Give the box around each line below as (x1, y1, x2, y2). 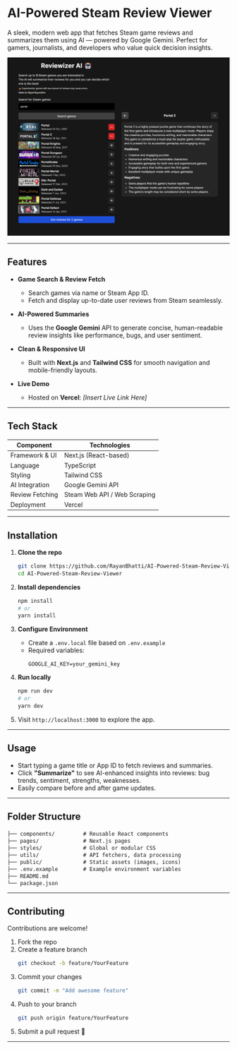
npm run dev (17, 688, 53, 695)
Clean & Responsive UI (17, 344, 86, 353)
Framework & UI (10, 451, 57, 460)
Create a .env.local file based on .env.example (28, 639, 166, 647)
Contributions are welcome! (7, 924, 88, 933)
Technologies (89, 441, 130, 450)
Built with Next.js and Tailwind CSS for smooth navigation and (28, 358, 210, 366)
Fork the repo (17, 937, 58, 947)
